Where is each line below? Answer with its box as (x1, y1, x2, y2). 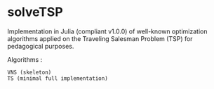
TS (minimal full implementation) (7, 74, 109, 82)
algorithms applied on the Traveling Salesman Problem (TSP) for (7, 34, 193, 42)
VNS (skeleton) (7, 69, 52, 76)
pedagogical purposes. (7, 42, 74, 50)
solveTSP (7, 4, 63, 20)
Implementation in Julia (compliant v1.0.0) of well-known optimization (7, 27, 208, 35)
